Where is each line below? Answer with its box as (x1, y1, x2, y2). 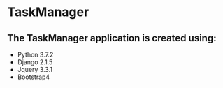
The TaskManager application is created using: (7, 32, 217, 44)
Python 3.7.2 (17, 50, 54, 59)
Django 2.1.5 (17, 58, 53, 66)
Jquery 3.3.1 (17, 66, 52, 73)
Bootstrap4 (17, 73, 50, 81)
